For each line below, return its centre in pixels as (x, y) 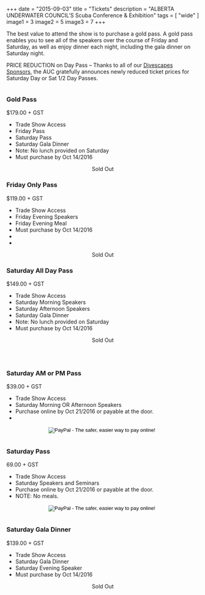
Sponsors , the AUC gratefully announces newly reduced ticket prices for (98, 72)
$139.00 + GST (25, 543)
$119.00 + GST (25, 198)
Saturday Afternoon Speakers (53, 308)
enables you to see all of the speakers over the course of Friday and (92, 40)
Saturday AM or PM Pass (44, 373)
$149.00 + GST (25, 284)
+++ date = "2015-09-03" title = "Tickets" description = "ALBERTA (90, 9)
